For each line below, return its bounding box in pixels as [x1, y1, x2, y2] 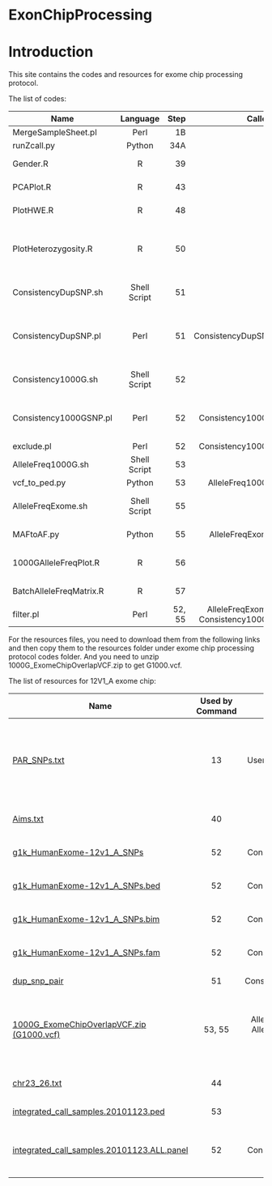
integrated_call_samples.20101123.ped [12, 1106, 165, 1117]
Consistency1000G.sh [12, 374, 99, 386]
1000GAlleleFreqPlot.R [12, 557, 100, 569]
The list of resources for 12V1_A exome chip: [8, 676, 156, 686]
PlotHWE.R [12, 205, 54, 216]
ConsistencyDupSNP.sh [12, 287, 104, 298]
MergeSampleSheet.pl [12, 127, 97, 139]
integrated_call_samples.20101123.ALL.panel [12, 1145, 189, 1156]
